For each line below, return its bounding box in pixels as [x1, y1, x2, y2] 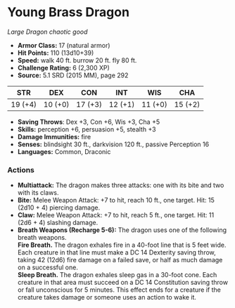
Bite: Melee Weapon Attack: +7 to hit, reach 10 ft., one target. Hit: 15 [17, 196, 215, 205]
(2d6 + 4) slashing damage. [17, 219, 99, 227]
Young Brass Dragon [7, 4, 130, 20]
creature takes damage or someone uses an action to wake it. [17, 293, 197, 302]
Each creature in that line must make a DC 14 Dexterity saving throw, [17, 248, 216, 257]
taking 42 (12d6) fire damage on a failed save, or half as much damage [17, 256, 223, 264]
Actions [7, 165, 35, 174]
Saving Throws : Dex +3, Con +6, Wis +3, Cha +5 [17, 117, 160, 126]
